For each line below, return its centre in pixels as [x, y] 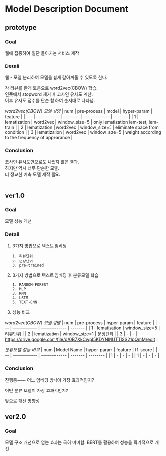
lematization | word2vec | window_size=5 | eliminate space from [93, 127]
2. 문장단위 [23, 261]
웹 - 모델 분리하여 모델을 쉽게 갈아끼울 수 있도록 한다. [56, 77]
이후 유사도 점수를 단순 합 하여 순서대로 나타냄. [50, 101]
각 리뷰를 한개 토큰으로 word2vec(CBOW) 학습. [51, 88]
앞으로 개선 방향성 [22, 401]
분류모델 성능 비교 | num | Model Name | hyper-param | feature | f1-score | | [81, 350]
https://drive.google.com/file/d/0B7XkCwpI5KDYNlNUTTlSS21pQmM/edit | [81, 340]
